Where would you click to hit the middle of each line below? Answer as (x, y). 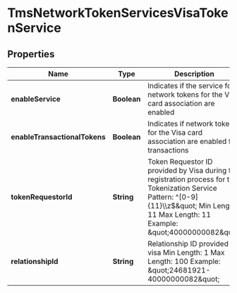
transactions (168, 150)
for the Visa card (175, 132)
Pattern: (161, 197)
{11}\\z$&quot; (172, 206)
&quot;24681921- (179, 270)
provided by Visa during (187, 171)
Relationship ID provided (188, 244)
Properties (31, 54)
